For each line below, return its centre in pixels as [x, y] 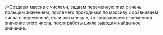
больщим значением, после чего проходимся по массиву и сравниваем [82, 12]
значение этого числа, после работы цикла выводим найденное [73, 23]
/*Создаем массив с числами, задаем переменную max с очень [73, 7]
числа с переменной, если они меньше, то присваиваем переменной [79, 17]
